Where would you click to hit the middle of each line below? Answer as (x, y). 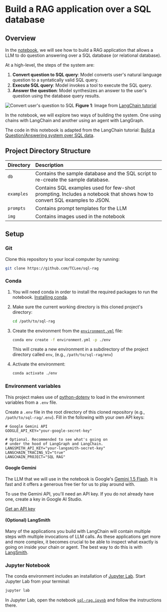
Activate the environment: (39, 364)
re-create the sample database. (72, 179)
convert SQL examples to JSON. (73, 200)
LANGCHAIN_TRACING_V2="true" (35, 452)
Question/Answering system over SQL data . (50, 135)
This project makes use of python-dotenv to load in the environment (75, 397)
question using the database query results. (56, 96)
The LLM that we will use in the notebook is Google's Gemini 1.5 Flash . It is (81, 479)
